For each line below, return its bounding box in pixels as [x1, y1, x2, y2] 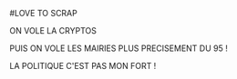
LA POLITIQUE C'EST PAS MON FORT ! [9, 61, 157, 71]
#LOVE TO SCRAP [9, 8, 77, 18]
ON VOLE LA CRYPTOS [9, 25, 98, 35]
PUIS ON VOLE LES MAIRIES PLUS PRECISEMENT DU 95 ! [9, 43, 228, 54]
